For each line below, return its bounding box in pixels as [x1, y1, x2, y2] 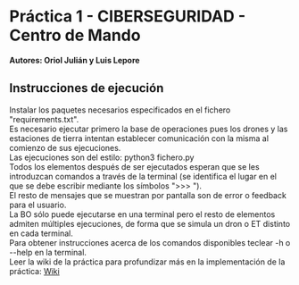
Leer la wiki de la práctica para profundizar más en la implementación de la [9, 256, 286, 267]
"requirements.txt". [9, 113, 79, 124]
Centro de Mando [9, 25, 141, 46]
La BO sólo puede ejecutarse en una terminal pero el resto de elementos [9, 208, 276, 220]
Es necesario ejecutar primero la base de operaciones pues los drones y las [9, 123, 288, 134]
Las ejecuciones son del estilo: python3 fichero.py [9, 152, 195, 163]
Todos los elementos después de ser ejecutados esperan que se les [9, 161, 261, 172]
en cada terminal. [9, 228, 74, 239]
